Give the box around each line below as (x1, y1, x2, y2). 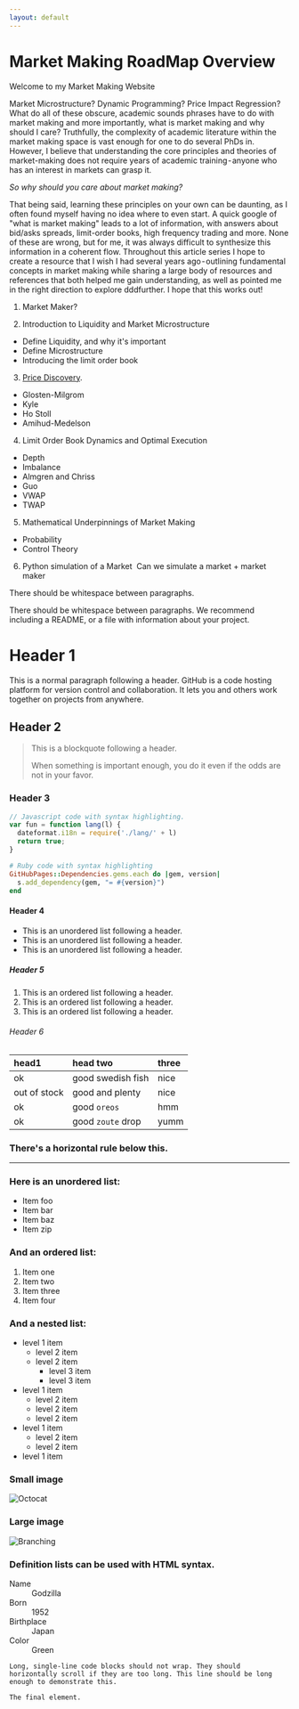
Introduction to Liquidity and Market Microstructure (21, 318, 210, 330)
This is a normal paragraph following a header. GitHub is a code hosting (9, 674, 272, 686)
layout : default (9, 12, 69, 22)
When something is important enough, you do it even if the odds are (30, 761, 281, 771)
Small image (9, 1473, 64, 1485)
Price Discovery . (21, 371, 83, 383)
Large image (9, 1516, 64, 1528)
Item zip (21, 1224, 53, 1234)
